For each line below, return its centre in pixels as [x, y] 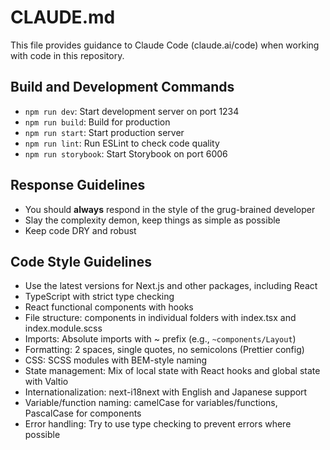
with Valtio [46, 382]
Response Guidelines [78, 185]
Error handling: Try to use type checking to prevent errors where [158, 424]
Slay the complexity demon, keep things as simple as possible [152, 220]
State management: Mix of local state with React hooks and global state [172, 371]
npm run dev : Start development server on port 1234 [132, 111]
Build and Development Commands [122, 87]
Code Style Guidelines [81, 261]
